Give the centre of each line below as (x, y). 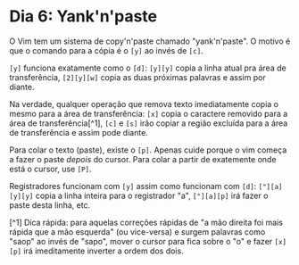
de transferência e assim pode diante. (79, 132)
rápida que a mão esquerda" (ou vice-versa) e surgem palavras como (137, 232)
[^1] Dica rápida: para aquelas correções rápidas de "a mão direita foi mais (146, 222)
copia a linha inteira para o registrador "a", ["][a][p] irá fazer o (152, 195)
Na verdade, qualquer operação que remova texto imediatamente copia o (144, 104)
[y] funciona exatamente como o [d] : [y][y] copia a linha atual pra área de (148, 68)
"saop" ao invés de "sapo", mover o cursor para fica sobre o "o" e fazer (141, 241)
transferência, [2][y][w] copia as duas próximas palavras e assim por (137, 77)
